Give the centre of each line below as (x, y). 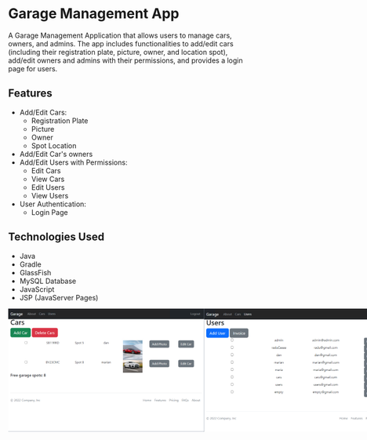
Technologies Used (56, 237)
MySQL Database (48, 281)
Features (30, 94)
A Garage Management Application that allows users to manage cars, (120, 35)
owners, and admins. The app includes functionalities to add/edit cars (121, 43)
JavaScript (37, 289)
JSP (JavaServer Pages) (59, 297)
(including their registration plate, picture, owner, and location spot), (118, 52)
